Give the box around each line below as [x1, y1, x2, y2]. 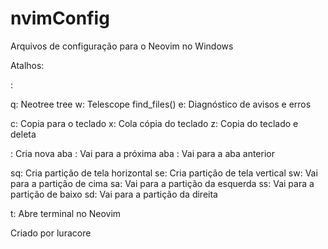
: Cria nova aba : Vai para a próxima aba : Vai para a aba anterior [10, 147, 275, 159]
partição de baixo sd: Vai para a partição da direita [10, 188, 218, 200]
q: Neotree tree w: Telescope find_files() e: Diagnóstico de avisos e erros [10, 98, 312, 110]
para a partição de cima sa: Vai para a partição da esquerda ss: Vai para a [10, 177, 315, 189]
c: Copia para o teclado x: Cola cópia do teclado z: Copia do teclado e [10, 117, 299, 129]
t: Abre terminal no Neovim [10, 207, 122, 219]
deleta [10, 128, 37, 140]
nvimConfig [10, 7, 110, 30]
